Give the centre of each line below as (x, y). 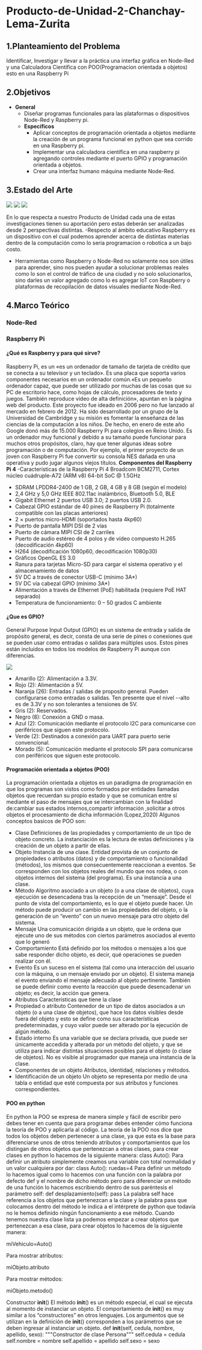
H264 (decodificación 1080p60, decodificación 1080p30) (86, 552)
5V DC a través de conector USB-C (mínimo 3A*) (76, 577)
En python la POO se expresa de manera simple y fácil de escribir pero (94, 1116)
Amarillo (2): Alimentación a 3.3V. (56, 679)
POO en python (26, 1103)
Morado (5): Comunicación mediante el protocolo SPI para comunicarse (104, 749)
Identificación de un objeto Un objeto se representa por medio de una (101, 1077)
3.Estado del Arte (40, 190)
